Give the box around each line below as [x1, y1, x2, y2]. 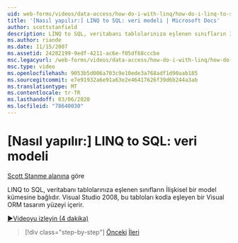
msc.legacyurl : [7, 57, 52, 64]
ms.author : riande [7, 37, 62, 44]
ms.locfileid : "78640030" [7, 103, 84, 110]
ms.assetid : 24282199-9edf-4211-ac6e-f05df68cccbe [7, 50, 160, 57]
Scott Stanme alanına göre [7, 171, 85, 180]
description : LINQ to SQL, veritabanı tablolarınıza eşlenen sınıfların [7, 30, 227, 38]
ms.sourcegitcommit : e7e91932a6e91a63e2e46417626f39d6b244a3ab [7, 76, 198, 84]
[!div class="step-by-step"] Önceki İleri [24, 227, 140, 236]
